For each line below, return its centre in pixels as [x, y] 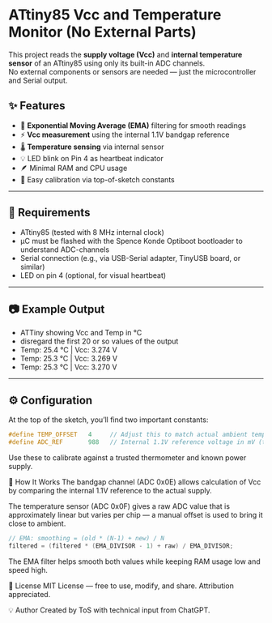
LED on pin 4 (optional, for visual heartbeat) [93, 275]
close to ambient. [37, 523]
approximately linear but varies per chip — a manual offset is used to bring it [136, 514]
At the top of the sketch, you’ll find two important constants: [108, 420]
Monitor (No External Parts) [102, 32]
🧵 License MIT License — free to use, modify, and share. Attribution [121, 586]
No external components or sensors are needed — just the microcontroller [132, 71]
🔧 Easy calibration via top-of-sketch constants [98, 179]
